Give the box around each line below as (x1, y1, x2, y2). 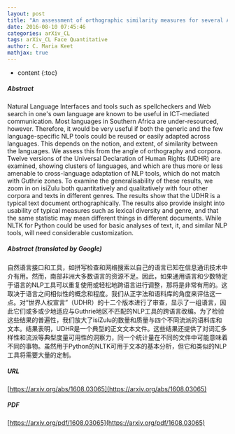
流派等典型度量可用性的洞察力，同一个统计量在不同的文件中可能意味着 (25, 333, 228, 342)
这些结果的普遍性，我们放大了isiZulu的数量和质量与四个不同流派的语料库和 (7, 316, 222, 324)
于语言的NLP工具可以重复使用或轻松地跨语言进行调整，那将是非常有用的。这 (7, 281, 228, 289)
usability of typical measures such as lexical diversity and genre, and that (7, 206, 219, 214)
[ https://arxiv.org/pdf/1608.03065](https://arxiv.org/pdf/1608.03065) (7, 418, 205, 427)
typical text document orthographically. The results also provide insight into (7, 199, 225, 207)
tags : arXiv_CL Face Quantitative (7, 36, 108, 43)
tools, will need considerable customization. (7, 228, 134, 237)
